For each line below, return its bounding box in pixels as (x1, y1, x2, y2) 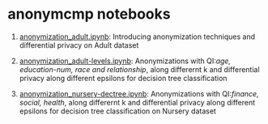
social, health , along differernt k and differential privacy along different (19, 97, 256, 107)
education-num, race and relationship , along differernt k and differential (19, 64, 260, 74)
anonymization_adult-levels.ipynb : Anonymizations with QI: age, (19, 56, 232, 66)
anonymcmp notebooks (7, 5, 171, 24)
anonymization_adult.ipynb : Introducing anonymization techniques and (19, 32, 256, 41)
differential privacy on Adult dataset (19, 40, 139, 49)
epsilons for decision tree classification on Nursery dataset (19, 106, 216, 116)
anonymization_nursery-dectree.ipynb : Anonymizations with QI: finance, (19, 88, 260, 98)
